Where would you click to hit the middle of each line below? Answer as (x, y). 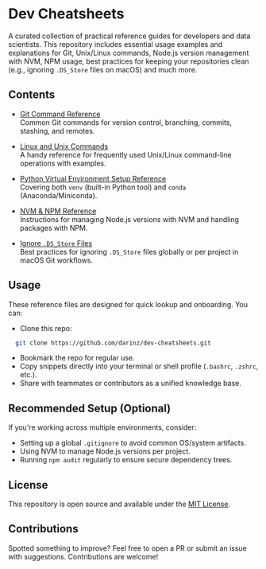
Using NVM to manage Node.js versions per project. (105, 451)
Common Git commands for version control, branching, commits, (126, 122)
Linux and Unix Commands (64, 146)
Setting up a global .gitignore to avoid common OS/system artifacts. (133, 443)
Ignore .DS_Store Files (56, 243)
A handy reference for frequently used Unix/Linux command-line (125, 154)
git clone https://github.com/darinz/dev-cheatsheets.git (114, 343)
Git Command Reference (60, 114)
